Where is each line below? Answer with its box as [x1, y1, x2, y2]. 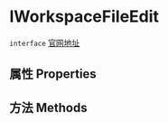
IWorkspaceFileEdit [9, 6, 160, 27]
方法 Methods [9, 99, 88, 115]
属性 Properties [9, 66, 97, 82]
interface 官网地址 [9, 37, 80, 48]
